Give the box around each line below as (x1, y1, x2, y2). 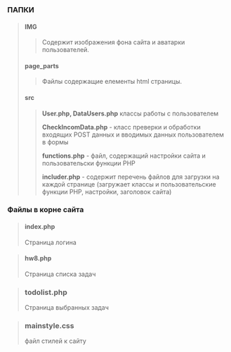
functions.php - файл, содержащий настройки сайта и (41, 151, 206, 160)
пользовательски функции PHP (41, 158, 136, 167)
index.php (24, 222, 55, 231)
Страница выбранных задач (24, 303, 109, 312)
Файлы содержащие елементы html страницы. (41, 77, 183, 86)
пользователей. (41, 46, 90, 54)
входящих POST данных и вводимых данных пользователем (41, 130, 225, 139)
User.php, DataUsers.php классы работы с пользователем (41, 109, 219, 118)
